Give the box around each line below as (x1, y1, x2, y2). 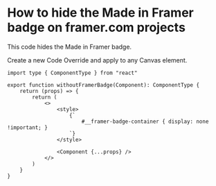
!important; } (7, 124, 48, 131)
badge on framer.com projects (7, 19, 186, 35)
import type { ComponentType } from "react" (7, 69, 138, 76)
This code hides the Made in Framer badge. (7, 42, 132, 51)
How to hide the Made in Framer (7, 5, 194, 21)
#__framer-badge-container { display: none (81, 118, 209, 125)
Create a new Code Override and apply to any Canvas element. (7, 56, 188, 64)
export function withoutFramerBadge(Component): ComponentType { (7, 81, 199, 88)
